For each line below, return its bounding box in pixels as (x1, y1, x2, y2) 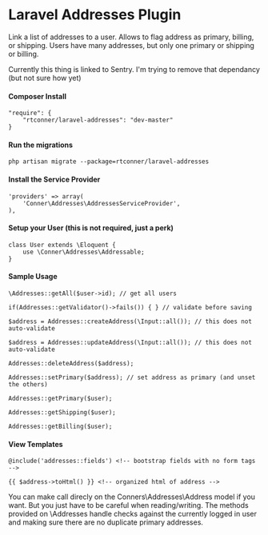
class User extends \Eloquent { (8, 241, 116, 249)
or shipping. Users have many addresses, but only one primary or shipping (8, 40, 254, 50)
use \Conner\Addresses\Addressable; (22, 248, 146, 256)
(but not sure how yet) (8, 73, 82, 82)
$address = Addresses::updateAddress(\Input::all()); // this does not (8, 338, 252, 346)
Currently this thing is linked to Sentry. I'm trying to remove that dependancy (8, 64, 260, 74)
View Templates (8, 439, 63, 449)
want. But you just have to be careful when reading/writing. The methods (8, 501, 250, 510)
